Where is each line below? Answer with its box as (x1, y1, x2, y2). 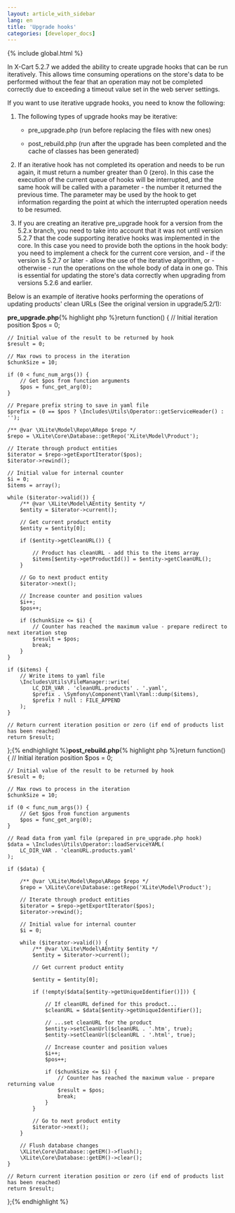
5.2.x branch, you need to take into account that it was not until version (17, 226, 223, 235)
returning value (7, 1081, 55, 1088)
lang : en (7, 17, 33, 24)
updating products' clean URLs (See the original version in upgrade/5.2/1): (7, 300, 222, 308)
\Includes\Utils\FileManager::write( (20, 678, 130, 686)
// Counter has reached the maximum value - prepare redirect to (32, 623, 228, 631)
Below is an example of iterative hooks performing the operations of (7, 292, 204, 301)
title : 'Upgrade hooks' (7, 23, 77, 30)
